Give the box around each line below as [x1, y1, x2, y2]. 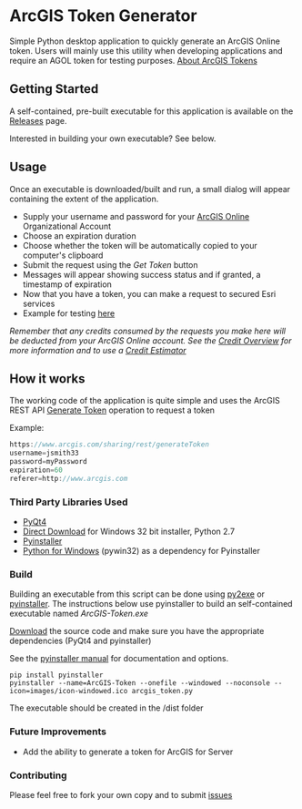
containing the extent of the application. [9, 193, 159, 204]
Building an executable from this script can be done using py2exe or [9, 589, 266, 599]
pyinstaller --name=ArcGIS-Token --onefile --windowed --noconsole [9, 679, 271, 688]
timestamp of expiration [22, 279, 112, 290]
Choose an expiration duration [22, 230, 136, 241]
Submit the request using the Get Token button [22, 259, 198, 270]
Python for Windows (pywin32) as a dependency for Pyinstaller [22, 546, 261, 557]
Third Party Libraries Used [9, 496, 129, 508]
